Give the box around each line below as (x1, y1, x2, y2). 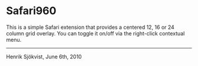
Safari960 (6, 4, 57, 18)
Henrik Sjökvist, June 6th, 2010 (6, 53, 82, 60)
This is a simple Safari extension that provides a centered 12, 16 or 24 (6, 24, 175, 31)
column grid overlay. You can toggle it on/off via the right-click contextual (6, 29, 185, 37)
